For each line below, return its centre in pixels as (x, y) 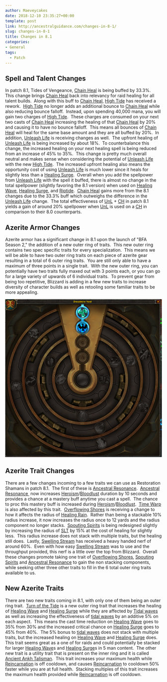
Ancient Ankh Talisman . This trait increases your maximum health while (79, 658)
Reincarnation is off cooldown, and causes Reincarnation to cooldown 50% (82, 664)
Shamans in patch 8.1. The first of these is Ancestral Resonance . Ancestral (83, 488)
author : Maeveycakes (27, 10)
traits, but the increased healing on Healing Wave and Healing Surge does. (81, 637)
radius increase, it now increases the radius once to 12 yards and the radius (83, 520)
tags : (11, 52)
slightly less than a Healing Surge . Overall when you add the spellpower (79, 175)
